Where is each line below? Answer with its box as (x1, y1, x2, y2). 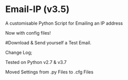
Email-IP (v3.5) (5, 4, 70, 15)
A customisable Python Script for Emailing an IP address (5, 20, 123, 26)
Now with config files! (5, 30, 51, 36)
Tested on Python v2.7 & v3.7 (5, 59, 67, 65)
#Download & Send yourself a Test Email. (5, 39, 91, 46)
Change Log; (5, 49, 33, 55)
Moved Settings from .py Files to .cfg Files (5, 69, 94, 75)
